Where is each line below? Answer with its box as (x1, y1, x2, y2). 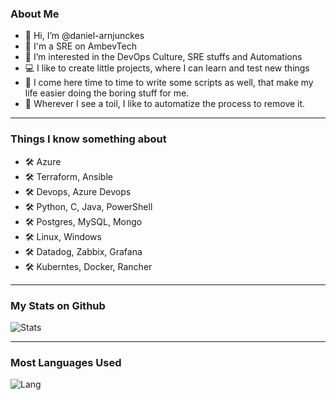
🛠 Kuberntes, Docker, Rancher (24, 260, 153, 272)
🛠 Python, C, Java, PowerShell (24, 200, 153, 212)
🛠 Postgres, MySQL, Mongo (24, 215, 143, 227)
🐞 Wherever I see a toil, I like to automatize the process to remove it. (24, 98, 306, 110)
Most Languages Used (10, 355, 122, 369)
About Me (10, 7, 60, 21)
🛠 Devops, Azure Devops (24, 185, 132, 197)
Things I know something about (10, 132, 167, 146)
